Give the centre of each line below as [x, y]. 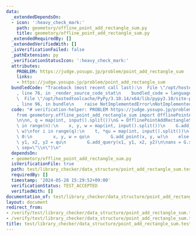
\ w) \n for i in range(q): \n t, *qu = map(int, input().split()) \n [103, 131]
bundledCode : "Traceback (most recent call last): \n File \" [88, 88]
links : [24, 77]
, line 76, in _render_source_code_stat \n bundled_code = [92, 93]
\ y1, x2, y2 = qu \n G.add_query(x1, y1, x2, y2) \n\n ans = [99, 142]
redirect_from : [24, 208]
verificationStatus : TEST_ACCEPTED [55, 186]
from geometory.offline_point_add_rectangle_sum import [86, 115]
